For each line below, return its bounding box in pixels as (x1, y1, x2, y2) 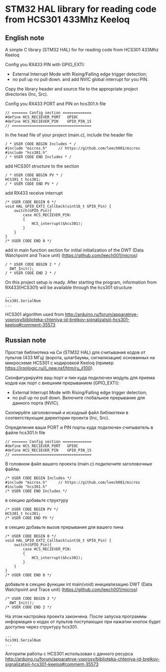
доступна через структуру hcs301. (5, 624, 78, 630)
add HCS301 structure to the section (5, 163, 80, 169)
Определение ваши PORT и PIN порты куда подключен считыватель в (5, 424, 153, 430)
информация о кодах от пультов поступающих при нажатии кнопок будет (5, 619, 161, 625)
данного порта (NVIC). (12, 400, 60, 406)
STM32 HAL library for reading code (5, 3, 157, 15)
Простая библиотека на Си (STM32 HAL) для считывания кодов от (5, 349, 146, 355)
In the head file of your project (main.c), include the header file (5, 132, 133, 138)
